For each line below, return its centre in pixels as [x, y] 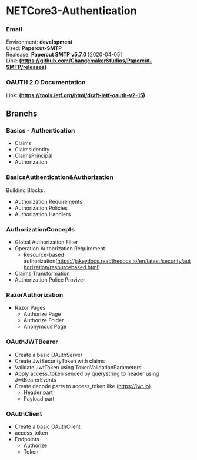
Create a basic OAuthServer [49, 355]
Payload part [39, 398]
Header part [38, 392]
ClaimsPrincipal [34, 156]
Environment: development [39, 42]
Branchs [22, 114]
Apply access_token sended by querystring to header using [87, 373]
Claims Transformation [42, 274]
